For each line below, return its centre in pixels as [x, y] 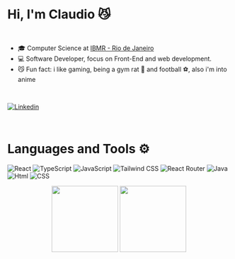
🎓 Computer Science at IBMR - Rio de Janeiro [86, 48]
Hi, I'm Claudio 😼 [59, 14]
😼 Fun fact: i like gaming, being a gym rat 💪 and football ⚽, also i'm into [122, 69]
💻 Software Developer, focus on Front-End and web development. [115, 59]
